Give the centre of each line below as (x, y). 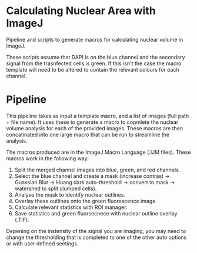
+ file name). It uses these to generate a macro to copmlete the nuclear (92, 122)
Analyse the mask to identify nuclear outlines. (70, 194)
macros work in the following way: (48, 158)
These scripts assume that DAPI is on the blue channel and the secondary (96, 57)
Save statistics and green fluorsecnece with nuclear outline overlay (96, 213)
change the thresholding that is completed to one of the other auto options (96, 237)
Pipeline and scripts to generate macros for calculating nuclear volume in (95, 39)
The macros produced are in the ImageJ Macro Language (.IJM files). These (98, 152)
